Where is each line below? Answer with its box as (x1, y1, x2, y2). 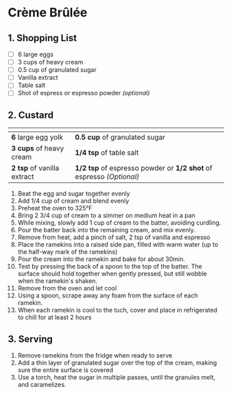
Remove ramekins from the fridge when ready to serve (17, 352, 173, 359)
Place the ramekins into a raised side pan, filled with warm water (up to (17, 241, 219, 249)
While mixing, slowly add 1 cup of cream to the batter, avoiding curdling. (17, 219, 221, 227)
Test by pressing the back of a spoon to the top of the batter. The (17, 262, 203, 271)
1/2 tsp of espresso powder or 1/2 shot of (75, 163, 213, 173)
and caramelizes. (17, 380, 66, 389)
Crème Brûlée (8, 5, 88, 21)
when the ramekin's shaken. (17, 277, 98, 285)
